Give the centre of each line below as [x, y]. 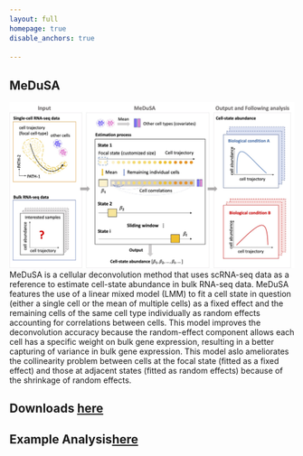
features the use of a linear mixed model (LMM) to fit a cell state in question [151, 293]
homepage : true [38, 28]
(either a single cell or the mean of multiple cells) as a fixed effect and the [147, 303]
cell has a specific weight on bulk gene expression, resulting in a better [142, 341]
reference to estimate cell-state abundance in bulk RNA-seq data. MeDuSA [149, 284]
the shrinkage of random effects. [71, 380]
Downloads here [57, 409]
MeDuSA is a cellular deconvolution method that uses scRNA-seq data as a [149, 275]
